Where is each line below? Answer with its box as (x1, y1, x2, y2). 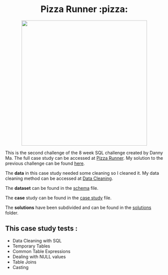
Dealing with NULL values (12, 253, 66, 259)
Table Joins (12, 259, 37, 265)
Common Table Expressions (12, 248, 71, 254)
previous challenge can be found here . (5, 160, 85, 166)
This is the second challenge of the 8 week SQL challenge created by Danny (5, 149, 163, 156)
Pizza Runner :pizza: (40, 4, 128, 15)
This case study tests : (5, 224, 78, 233)
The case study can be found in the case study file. (5, 194, 112, 201)
